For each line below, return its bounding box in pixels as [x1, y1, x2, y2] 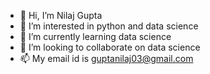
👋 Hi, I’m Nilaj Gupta [19, 10, 103, 21]
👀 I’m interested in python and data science [19, 20, 199, 32]
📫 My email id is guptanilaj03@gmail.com [19, 53, 194, 64]
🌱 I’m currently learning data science [19, 31, 172, 42]
